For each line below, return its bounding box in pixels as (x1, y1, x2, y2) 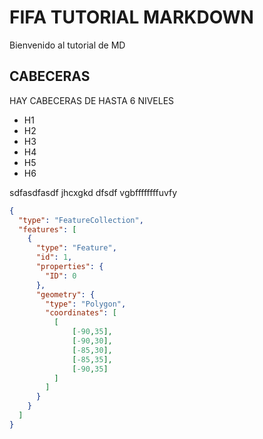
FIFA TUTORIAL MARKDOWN (9, 6, 254, 29)
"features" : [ (18, 224, 77, 235)
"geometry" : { (35, 289, 96, 300)
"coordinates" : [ (45, 308, 117, 318)
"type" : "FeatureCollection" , (18, 215, 144, 225)
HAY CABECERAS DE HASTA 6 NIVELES (9, 94, 175, 106)
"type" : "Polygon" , (45, 299, 127, 309)
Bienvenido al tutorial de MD (9, 39, 126, 51)
